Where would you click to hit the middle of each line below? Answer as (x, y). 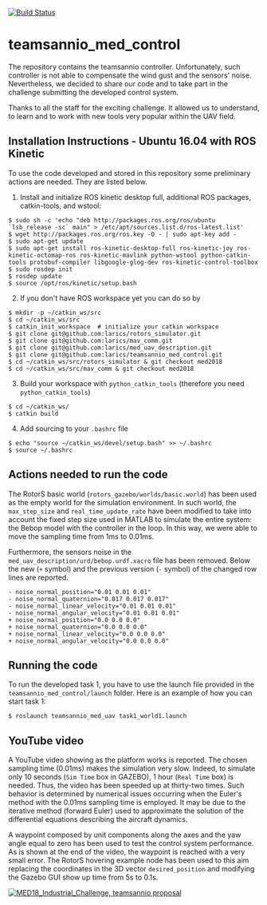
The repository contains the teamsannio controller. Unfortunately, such (124, 66)
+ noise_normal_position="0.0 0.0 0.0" (75, 620)
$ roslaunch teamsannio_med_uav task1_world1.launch (98, 716)
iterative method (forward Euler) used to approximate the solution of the (126, 811)
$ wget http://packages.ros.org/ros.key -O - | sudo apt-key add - (123, 234)
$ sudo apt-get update (46, 241)
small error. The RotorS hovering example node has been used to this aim (129, 860)
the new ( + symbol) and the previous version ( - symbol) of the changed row (133, 568)
